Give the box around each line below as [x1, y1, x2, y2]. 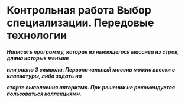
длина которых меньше [7, 54, 69, 62]
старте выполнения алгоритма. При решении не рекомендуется [7, 83, 176, 91]
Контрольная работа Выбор [7, 4, 151, 17]
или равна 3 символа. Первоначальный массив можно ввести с [7, 66, 176, 73]
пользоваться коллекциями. [7, 90, 82, 97]
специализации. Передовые [7, 16, 154, 30]
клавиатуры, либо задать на [7, 72, 82, 79]
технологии [7, 29, 67, 42]
